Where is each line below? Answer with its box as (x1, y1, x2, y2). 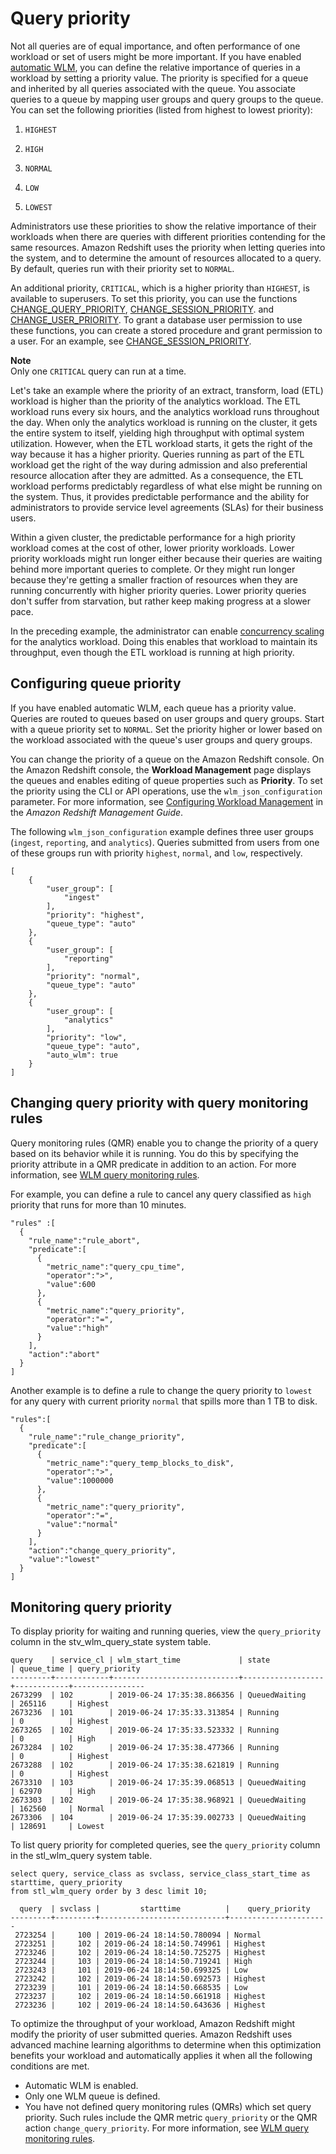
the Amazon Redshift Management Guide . (10, 806, 184, 818)
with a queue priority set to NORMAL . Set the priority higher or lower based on (10, 723, 323, 735)
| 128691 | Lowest (10, 1822, 105, 1832)
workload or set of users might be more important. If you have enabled (10, 50, 302, 62)
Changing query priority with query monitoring (10, 1095, 309, 1112)
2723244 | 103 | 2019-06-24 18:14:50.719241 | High (14, 1957, 253, 1967)
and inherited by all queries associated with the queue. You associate (10, 82, 296, 94)
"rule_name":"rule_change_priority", (28, 1432, 186, 1442)
